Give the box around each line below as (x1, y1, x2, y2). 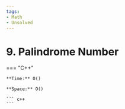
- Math (6, 14, 23, 20)
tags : (6, 8, 20, 15)
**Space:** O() (6, 86, 44, 92)
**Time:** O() (6, 76, 41, 82)
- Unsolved (6, 19, 33, 25)
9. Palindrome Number (6, 45, 119, 58)
